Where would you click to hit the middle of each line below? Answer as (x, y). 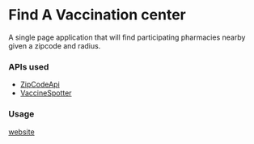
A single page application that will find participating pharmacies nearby (127, 37)
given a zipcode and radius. (55, 45)
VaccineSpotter (46, 93)
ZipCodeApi (40, 85)
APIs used (29, 66)
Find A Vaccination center (97, 15)
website (21, 132)
